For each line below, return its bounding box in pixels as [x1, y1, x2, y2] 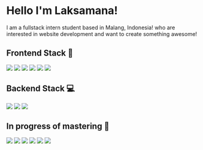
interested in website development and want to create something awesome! [6, 30, 197, 37]
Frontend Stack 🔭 [6, 48, 73, 59]
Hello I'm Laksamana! [6, 4, 118, 18]
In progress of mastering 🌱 [6, 121, 110, 131]
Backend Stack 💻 [6, 84, 75, 94]
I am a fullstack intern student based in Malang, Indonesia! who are [6, 24, 175, 31]
